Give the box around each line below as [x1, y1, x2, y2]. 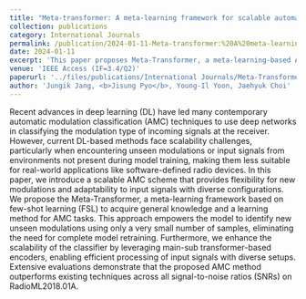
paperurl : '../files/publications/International [9, 73, 198, 82]
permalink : [9, 38, 51, 48]
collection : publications [9, 22, 107, 31]
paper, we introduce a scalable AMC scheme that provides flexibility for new [9, 174, 296, 185]
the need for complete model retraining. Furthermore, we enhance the [9, 232, 272, 242]
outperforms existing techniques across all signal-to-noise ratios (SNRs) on [9, 271, 292, 282]
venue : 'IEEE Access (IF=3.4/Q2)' [9, 65, 141, 74]
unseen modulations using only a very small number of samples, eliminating [9, 222, 294, 233]
